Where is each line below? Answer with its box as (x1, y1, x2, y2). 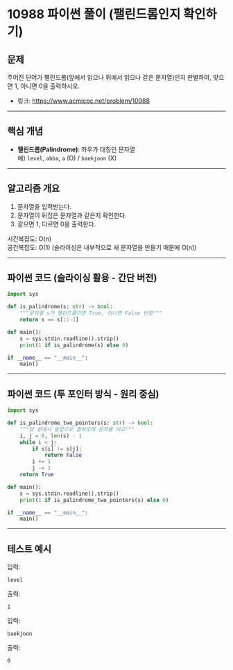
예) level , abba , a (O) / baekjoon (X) (17, 153, 117, 162)
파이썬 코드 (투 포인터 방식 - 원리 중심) (7, 388, 159, 400)
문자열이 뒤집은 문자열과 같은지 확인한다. (17, 211, 127, 219)
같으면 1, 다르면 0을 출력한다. (17, 219, 96, 228)
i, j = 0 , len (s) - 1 (19, 432, 82, 439)
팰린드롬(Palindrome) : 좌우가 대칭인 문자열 (17, 145, 135, 153)
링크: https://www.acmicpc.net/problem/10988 (17, 97, 150, 105)
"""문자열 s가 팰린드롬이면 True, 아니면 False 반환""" (19, 310, 163, 317)
